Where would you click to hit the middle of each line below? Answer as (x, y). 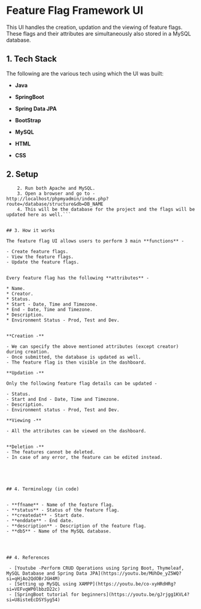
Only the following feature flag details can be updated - (82, 383)
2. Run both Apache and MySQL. (56, 188)
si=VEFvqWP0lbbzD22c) (33, 589)
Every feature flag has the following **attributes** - (78, 278)
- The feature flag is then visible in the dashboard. (76, 362)
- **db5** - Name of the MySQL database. (59, 531)
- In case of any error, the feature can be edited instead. (85, 457)
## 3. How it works (31, 230)
